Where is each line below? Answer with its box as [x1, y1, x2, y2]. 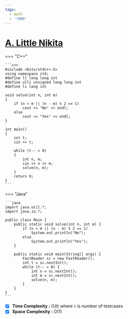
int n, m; [22, 157, 42, 162]
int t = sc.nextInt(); [22, 260, 69, 265]
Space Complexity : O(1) [12, 309, 62, 315]
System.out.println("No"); [31, 231, 86, 235]
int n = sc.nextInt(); [31, 269, 77, 274]
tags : [5, 7, 16, 12]
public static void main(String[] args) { [14, 252, 101, 257]
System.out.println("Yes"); [31, 239, 89, 244]
